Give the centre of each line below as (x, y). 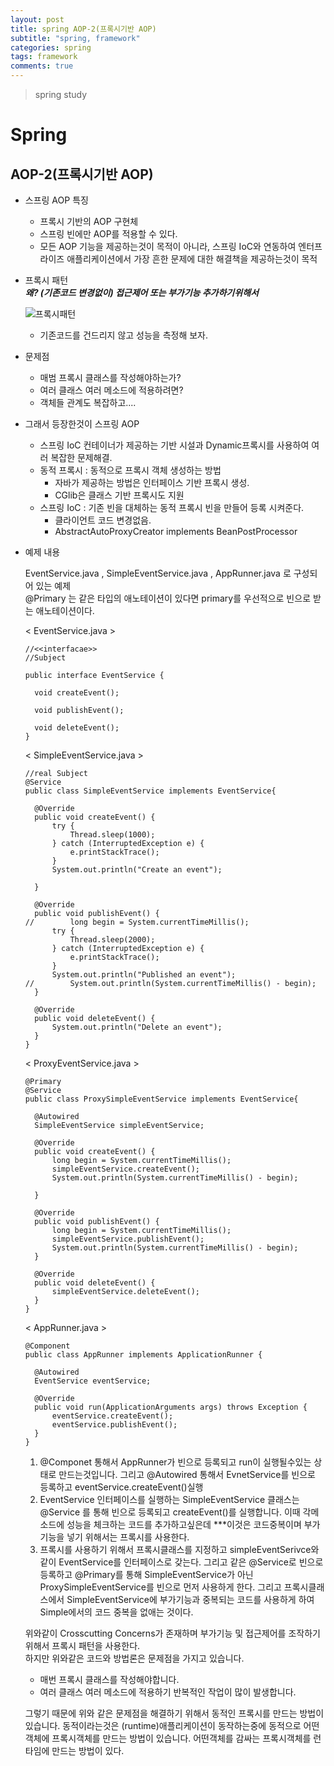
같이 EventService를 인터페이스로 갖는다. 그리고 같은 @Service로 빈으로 (181, 1562)
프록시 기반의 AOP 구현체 (89, 221)
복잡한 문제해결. (81, 457)
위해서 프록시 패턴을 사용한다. (82, 1645)
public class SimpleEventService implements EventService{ (150, 791)
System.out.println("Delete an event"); (137, 1027)
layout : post (37, 19)
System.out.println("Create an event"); (137, 870)
